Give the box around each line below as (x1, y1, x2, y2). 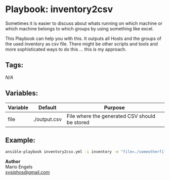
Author (5, 158, 21, 165)
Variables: (5, 89, 38, 98)
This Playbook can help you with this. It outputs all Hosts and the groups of (5, 35, 162, 41)
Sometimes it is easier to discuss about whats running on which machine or (5, 20, 163, 26)
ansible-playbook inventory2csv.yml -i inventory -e (5, 149, 119, 155)
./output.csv (33, 115, 62, 122)
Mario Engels (5, 164, 33, 170)
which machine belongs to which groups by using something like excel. (5, 25, 154, 31)
